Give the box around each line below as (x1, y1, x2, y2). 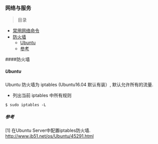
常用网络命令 (12, 28, 39, 34)
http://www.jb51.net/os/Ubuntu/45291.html (5, 133, 94, 139)
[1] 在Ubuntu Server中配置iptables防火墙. (5, 127, 91, 133)
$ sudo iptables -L (5, 103, 46, 108)
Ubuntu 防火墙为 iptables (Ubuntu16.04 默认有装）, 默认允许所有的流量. (5, 82, 154, 88)
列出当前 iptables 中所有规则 (12, 92, 72, 99)
